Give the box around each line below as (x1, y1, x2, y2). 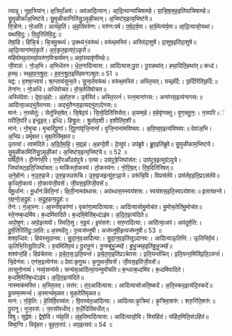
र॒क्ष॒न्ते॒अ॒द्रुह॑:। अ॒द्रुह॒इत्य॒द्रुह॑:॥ (8, 195, 69, 203)
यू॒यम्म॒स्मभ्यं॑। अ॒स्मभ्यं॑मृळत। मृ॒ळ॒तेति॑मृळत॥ (8, 289, 100, 297)
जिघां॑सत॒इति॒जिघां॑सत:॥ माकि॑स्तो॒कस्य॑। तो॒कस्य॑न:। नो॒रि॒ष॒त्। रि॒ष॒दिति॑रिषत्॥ (8, 164, 173, 171)
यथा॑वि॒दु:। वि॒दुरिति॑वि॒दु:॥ (8, 30, 61, 38)
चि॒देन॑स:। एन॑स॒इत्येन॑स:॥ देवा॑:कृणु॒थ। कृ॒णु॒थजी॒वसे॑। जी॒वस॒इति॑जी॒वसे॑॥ (8, 258, 160, 266)
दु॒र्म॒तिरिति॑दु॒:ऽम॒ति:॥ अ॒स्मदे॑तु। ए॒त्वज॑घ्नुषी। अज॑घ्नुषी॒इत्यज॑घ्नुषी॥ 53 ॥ (8, 227, 162, 234)
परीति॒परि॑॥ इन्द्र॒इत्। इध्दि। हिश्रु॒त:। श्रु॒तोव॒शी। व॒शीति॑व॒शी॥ (8, 116, 136, 125)
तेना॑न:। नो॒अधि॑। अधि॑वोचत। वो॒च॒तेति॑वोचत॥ (8, 85, 107, 93)
